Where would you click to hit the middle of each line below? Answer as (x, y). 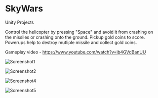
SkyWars (24, 9)
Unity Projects (20, 22)
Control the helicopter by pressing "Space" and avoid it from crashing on (79, 32)
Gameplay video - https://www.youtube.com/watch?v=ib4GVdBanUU (76, 52)
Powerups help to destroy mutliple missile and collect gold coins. (71, 42)
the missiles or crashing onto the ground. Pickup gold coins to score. (75, 37)
